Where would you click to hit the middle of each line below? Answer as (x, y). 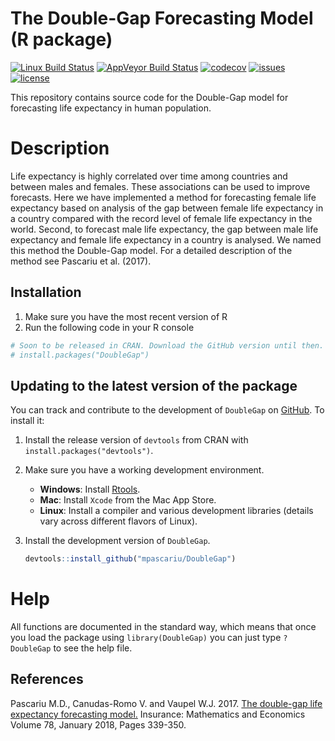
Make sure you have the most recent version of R (126, 316)
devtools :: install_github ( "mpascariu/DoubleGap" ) (130, 559)
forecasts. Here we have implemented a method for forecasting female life (163, 197)
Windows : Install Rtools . (90, 489)
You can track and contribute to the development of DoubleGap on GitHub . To (167, 410)
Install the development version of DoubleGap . (117, 541)
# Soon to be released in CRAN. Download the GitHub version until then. (167, 345)
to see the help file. (93, 648)
